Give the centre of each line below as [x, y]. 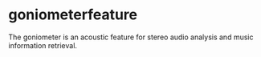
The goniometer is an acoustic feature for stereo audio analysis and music [131, 37]
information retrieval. [43, 45]
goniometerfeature [73, 15]
